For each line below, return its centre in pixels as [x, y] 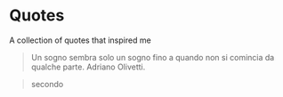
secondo [47, 84]
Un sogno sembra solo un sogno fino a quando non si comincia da [153, 57]
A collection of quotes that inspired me [80, 40]
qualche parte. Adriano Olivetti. [88, 67]
